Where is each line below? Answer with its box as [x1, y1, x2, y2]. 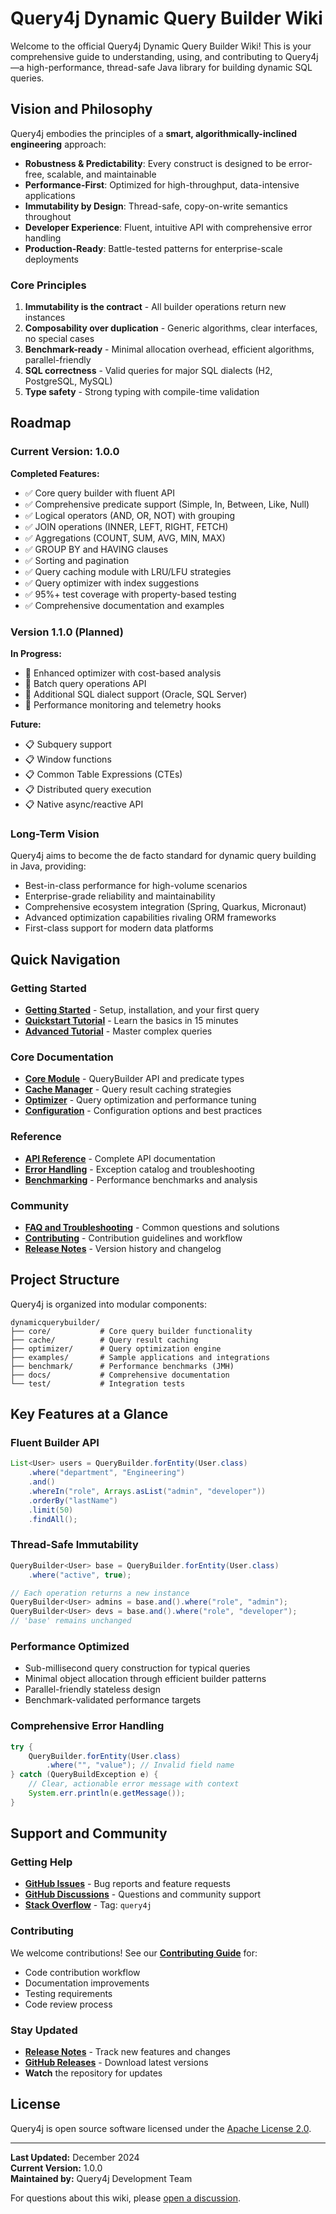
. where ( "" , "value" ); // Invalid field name [46, 1760, 235, 1771]
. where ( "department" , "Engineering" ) [28, 1468, 186, 1478]
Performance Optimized [10, 1640, 130, 1653]
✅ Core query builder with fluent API [24, 487, 176, 499]
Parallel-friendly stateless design [24, 1683, 161, 1696]
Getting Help [10, 1855, 73, 1869]
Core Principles [10, 278, 87, 292]
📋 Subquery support [24, 738, 112, 751]
